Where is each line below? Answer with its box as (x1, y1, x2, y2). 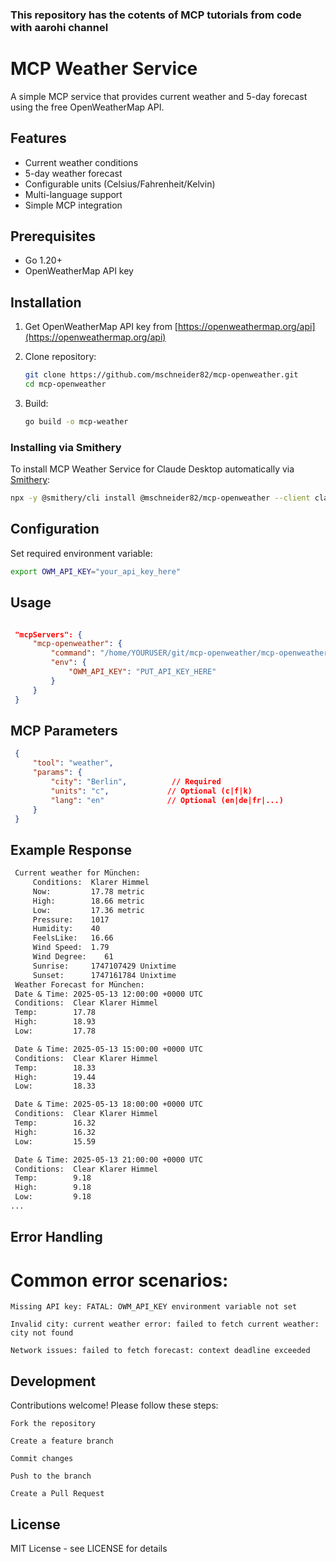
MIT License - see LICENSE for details (10, 1542, 168, 1554)
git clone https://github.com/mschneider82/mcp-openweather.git (24, 370, 299, 380)
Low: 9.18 (14, 1192, 92, 1202)
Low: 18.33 (14, 1081, 97, 1092)
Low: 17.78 (14, 1026, 97, 1037)
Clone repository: (24, 351, 97, 363)
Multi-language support (24, 188, 123, 200)
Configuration (10, 521, 100, 538)
